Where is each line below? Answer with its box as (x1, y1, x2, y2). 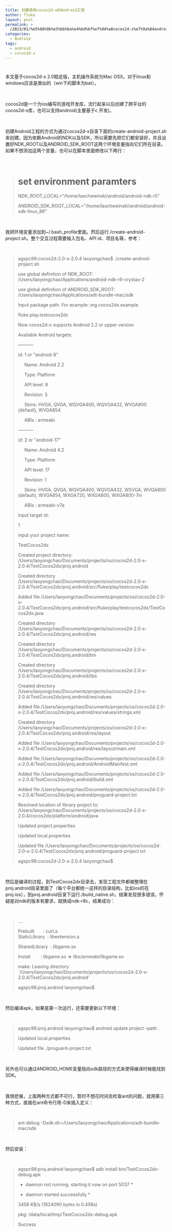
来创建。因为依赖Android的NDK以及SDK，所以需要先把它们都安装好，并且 (5, 134, 162, 140)
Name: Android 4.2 (24, 447, 64, 453)
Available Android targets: (17, 331, 73, 337)
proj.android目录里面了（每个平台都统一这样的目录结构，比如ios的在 (5, 885, 149, 891)
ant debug (17, 1119, 40, 1126)
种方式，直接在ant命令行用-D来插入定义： (5, 1099, 94, 1105)
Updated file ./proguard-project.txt (17, 1045, 91, 1051)
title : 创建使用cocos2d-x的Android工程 (5, 7, 85, 13)
